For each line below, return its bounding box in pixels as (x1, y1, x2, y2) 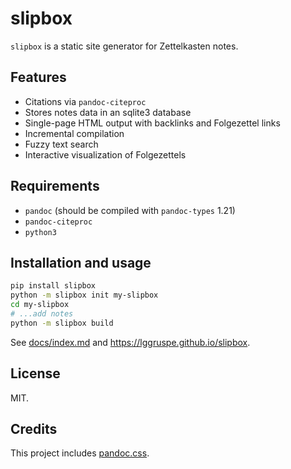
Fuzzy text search (24, 138, 99, 150)
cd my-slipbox (10, 300, 70, 310)
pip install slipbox (10, 281, 97, 291)
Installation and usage (10, 254, 152, 271)
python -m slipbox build (10, 318, 114, 328)
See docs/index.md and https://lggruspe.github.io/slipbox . (10, 336, 251, 348)
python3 (24, 227, 57, 237)
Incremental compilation (24, 127, 125, 139)
